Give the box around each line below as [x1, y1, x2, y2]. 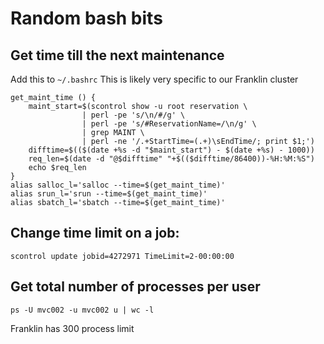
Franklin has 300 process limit [10, 322, 135, 334]
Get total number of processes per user [10, 278, 261, 296]
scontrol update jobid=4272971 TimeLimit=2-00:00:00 [10, 251, 235, 261]
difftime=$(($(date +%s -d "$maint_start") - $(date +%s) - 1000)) [28, 145, 315, 155]
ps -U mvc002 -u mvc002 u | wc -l [10, 305, 155, 315]
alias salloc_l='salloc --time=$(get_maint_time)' [10, 180, 226, 190]
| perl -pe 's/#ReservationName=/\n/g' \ [81, 119, 257, 129]
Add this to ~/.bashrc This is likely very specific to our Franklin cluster [10, 73, 299, 85]
